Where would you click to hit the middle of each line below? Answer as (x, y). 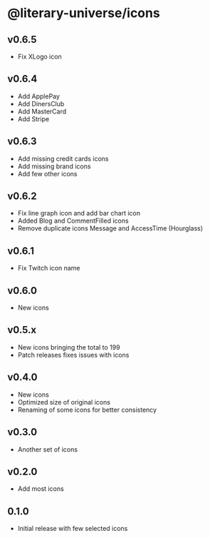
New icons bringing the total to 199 (69, 347)
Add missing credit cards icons (63, 158)
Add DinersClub (41, 103)
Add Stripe (33, 118)
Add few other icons (47, 173)
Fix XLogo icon (40, 56)
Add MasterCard (42, 111)
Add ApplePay (39, 96)
